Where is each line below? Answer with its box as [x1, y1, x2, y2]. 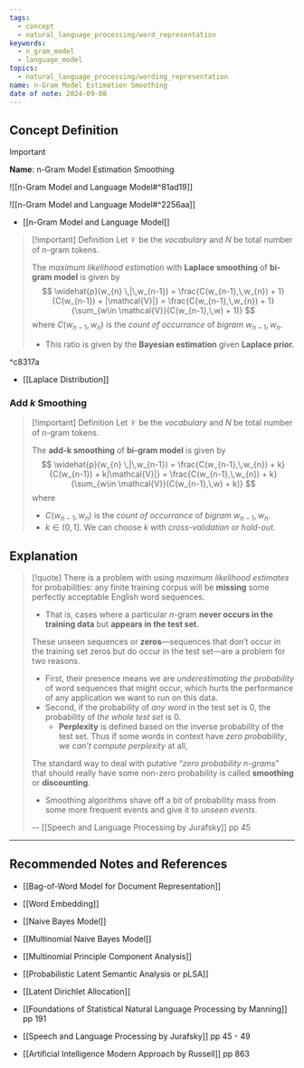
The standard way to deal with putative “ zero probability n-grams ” [31, 758, 280, 769]
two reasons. [31, 656, 81, 667]
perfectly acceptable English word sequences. [31, 592, 205, 602]
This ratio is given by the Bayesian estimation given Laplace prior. [44, 339, 295, 350]
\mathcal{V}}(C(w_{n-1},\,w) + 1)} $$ [119, 305, 256, 316]
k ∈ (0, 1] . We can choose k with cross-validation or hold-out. [44, 522, 276, 533]
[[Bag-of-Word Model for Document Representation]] [22, 880, 222, 891]
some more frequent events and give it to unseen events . [44, 804, 258, 815]
